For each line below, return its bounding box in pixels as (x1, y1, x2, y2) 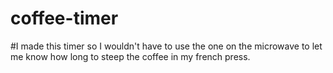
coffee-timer (10, 7, 119, 30)
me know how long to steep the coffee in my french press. (10, 50, 251, 62)
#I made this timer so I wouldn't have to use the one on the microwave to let (10, 40, 323, 52)
